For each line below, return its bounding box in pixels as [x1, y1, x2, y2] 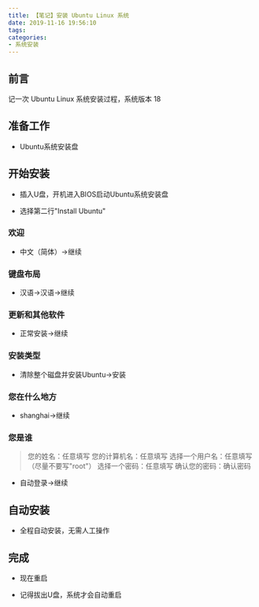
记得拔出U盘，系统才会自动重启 [19, 590, 122, 599]
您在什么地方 [8, 391, 57, 402]
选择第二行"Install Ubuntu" [19, 206, 106, 215]
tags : [8, 26, 26, 34]
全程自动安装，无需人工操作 [19, 526, 110, 535]
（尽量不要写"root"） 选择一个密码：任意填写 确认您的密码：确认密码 [27, 462, 252, 471]
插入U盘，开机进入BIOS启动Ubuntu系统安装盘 [19, 189, 169, 199]
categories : [8, 33, 47, 42]
